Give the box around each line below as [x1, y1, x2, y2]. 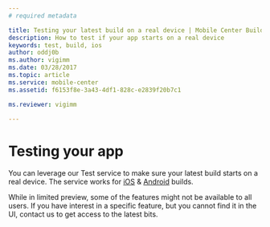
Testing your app [8, 142, 125, 160]
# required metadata [8, 11, 78, 20]
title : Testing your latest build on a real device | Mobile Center [8, 26, 243, 34]
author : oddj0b [8, 49, 59, 57]
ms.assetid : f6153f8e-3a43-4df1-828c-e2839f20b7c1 [8, 86, 182, 94]
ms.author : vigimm [8, 56, 70, 64]
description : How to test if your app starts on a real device [8, 34, 225, 42]
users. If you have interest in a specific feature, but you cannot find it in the [8, 201, 257, 211]
